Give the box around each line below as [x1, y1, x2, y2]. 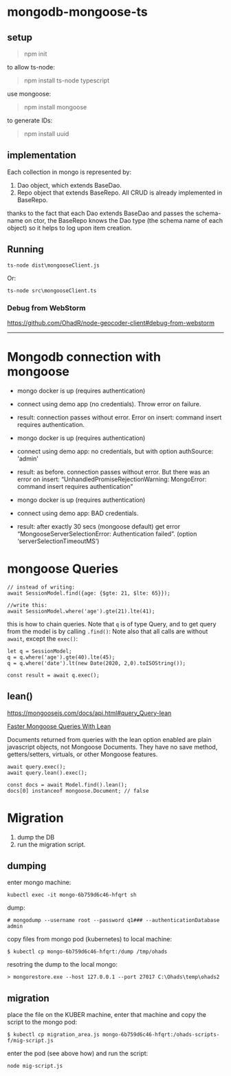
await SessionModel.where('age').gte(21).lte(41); [7, 608, 155, 615]
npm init [23, 50, 47, 58]
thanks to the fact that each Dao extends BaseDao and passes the [7, 209, 195, 217]
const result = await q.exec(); [7, 672, 100, 679]
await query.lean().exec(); [7, 769, 88, 776]
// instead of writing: [7, 584, 76, 591]
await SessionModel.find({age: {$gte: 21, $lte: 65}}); [7, 589, 170, 597]
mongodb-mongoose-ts [7, 4, 148, 20]
